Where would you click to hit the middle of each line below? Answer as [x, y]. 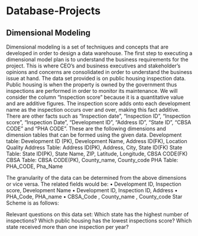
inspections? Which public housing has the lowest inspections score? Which [99, 221]
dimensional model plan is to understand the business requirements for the [98, 59]
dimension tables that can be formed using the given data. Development [94, 135]
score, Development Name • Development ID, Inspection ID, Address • [92, 190]
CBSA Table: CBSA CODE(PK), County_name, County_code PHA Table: [92, 160]
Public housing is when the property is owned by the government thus [92, 85]
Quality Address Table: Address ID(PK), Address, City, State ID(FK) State [94, 147]
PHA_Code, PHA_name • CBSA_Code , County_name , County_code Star [94, 197]
